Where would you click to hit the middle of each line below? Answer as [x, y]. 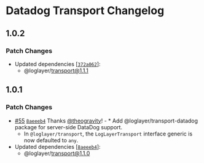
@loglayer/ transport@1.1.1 [56, 70]
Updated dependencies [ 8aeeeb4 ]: [57, 146]
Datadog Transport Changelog [85, 11]
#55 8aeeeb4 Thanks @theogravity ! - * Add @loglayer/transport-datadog [106, 121]
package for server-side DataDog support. [69, 127]
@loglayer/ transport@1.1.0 [57, 153]
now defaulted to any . [51, 140]
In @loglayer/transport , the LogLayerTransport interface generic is [108, 134]
